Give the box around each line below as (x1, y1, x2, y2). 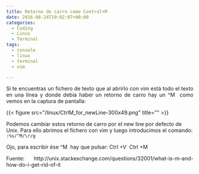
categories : (6, 20, 36, 25)
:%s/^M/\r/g (6, 133, 36, 139)
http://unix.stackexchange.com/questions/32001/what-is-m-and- (33, 155, 194, 162)
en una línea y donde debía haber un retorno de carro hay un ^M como (6, 91, 194, 98)
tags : (6, 42, 20, 48)
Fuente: (6, 155, 25, 162)
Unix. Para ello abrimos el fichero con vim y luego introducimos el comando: (6, 127, 193, 134)
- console (11, 47, 36, 53)
